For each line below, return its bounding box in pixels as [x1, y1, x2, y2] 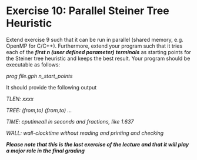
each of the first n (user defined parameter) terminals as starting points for [6, 48, 191, 55]
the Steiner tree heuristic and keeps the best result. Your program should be [6, 55, 191, 62]
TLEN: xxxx [6, 95, 34, 102]
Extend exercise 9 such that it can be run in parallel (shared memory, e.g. [6, 36, 183, 43]
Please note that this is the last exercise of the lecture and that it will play [6, 141, 189, 148]
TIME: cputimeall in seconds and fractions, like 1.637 [6, 118, 134, 125]
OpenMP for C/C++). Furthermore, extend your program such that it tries [6, 42, 183, 49]
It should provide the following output [6, 84, 97, 91]
